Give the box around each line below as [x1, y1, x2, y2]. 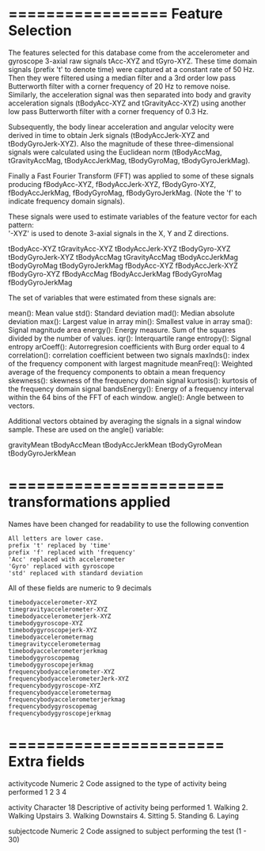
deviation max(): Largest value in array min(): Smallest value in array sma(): [8, 316, 253, 326]
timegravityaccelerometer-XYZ [8, 605, 108, 613]
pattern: [8, 219, 34, 230]
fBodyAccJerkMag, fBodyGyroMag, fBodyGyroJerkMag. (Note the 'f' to [8, 188, 242, 197]
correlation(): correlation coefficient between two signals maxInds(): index [8, 350, 250, 360]
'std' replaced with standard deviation [8, 569, 144, 577]
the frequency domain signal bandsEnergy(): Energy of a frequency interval [8, 384, 255, 393]
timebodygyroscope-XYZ [8, 619, 83, 627]
